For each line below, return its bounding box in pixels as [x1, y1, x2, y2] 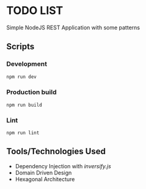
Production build [6, 88, 57, 96]
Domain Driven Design [15, 169, 72, 176]
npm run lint [6, 130, 40, 136]
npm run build [6, 102, 43, 108]
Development [6, 60, 48, 68]
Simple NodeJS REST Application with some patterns [6, 24, 141, 31]
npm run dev [6, 74, 37, 80]
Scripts [6, 41, 35, 52]
